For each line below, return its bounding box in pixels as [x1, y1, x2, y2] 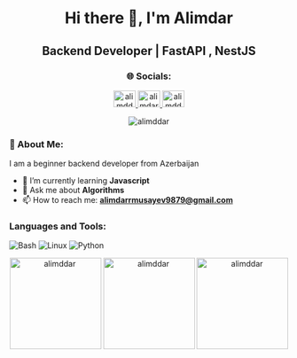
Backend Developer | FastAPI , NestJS [42, 43, 256, 58]
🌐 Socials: [126, 70, 172, 82]
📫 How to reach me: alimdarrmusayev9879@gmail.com [21, 195, 233, 206]
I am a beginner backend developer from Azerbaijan [9, 159, 199, 169]
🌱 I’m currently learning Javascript [21, 175, 150, 186]
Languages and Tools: [9, 221, 106, 233]
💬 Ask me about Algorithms [21, 185, 125, 196]
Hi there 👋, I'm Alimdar [65, 8, 233, 28]
